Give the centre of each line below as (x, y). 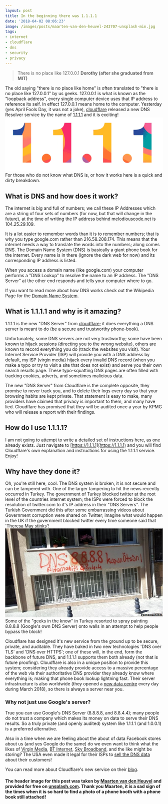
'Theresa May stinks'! (27, 526)
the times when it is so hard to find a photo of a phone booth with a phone (83, 791)
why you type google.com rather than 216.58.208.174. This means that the (81, 239)
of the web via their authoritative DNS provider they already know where (79, 673)
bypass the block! (23, 631)
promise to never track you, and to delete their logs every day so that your (81, 391)
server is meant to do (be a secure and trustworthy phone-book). (72, 329)
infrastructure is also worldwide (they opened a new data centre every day (82, 683)
